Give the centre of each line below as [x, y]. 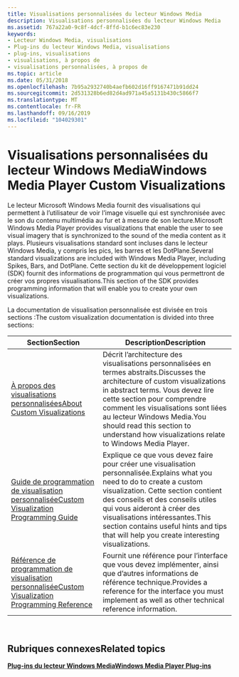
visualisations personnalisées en [157, 363]
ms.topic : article [34, 73]
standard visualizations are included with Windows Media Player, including [117, 258]
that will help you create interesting [161, 535]
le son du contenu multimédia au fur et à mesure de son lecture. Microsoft [115, 220]
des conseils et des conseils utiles [160, 499]
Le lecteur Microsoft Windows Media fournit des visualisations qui [104, 205]
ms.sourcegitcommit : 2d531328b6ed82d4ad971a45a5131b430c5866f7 [103, 93]
